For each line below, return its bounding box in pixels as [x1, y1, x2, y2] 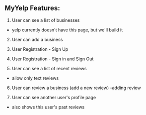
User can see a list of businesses [11, 17, 80, 23]
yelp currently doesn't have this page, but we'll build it [11, 27, 123, 33]
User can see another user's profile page [11, 94, 96, 100]
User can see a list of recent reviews [11, 65, 87, 71]
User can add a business [11, 36, 63, 42]
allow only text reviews [11, 75, 59, 81]
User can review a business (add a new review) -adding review [11, 85, 141, 91]
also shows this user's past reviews [11, 104, 85, 110]
